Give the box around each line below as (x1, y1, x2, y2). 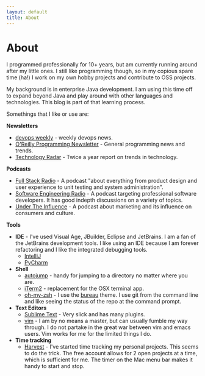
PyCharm (24, 259, 48, 266)
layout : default (6, 9, 48, 15)
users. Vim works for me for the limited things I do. (24, 330, 152, 338)
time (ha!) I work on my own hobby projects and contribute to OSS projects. (6, 74, 196, 81)
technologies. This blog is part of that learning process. (6, 99, 146, 106)
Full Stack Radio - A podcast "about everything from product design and (15, 177, 197, 185)
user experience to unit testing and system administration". (15, 183, 164, 191)
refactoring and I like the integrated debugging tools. (15, 246, 148, 254)
